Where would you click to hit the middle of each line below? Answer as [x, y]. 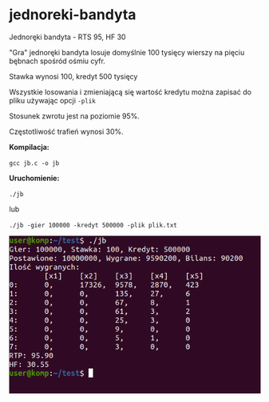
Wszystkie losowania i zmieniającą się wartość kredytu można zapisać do [131, 92]
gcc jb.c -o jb [34, 163]
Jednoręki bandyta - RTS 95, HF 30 [67, 37]
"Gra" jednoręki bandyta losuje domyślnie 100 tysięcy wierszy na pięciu [127, 52]
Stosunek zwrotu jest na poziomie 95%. [75, 116]
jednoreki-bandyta [73, 15]
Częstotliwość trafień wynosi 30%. [67, 131]
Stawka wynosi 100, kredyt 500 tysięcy [73, 76]
